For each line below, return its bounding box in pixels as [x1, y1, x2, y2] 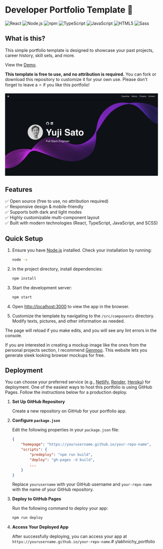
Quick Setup [5, 235, 43, 243]
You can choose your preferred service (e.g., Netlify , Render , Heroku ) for [5, 379, 151, 385]
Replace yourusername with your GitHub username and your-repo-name [12, 482, 152, 487]
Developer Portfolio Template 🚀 [5, 4, 133, 16]
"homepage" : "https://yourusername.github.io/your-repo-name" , [21, 442, 152, 447]
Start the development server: [12, 284, 72, 290]
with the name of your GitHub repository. [12, 486, 94, 492]
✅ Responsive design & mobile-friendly [5, 204, 84, 210]
